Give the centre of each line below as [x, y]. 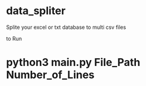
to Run [14, 38]
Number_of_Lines [50, 75]
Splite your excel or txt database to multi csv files [66, 27]
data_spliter [36, 11]
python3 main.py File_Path [73, 62]
